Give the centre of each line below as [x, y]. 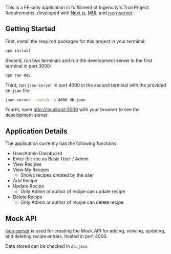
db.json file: [18, 90]
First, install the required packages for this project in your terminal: [76, 41]
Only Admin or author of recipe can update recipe [73, 192]
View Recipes [27, 164]
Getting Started [30, 29]
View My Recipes [31, 170]
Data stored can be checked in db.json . [47, 246]
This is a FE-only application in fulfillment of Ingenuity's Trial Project [77, 7]
